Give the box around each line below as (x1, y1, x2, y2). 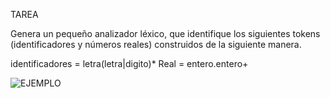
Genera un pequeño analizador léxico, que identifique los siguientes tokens (10, 28, 321, 39)
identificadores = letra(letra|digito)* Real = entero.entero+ (10, 58, 249, 69)
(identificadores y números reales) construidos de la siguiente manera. (10, 39, 302, 50)
